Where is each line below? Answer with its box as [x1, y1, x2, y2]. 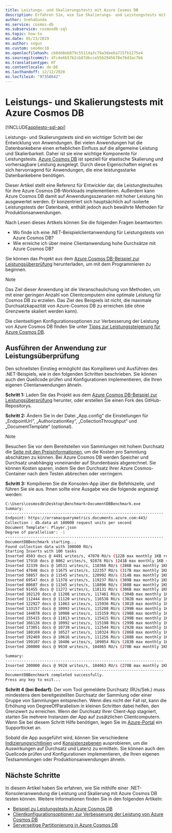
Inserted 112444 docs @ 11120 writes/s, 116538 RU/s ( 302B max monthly [5, 597, 161, 602]
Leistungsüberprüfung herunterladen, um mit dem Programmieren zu [5, 261, 151, 267]
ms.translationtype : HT [5, 60, 56, 65]
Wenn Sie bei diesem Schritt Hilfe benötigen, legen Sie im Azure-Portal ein [5, 719, 163, 725]
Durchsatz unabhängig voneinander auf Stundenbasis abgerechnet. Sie [5, 459, 156, 465]
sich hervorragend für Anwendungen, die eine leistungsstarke [5, 167, 136, 173]
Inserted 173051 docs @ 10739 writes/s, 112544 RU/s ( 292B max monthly [5, 625, 161, 631]
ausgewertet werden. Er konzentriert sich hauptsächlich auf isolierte [5, 198, 149, 205]
